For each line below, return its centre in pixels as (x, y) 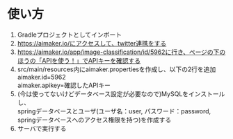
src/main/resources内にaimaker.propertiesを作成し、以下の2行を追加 (116, 69)
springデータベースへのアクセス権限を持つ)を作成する (94, 120)
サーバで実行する (42, 128)
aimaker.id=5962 (41, 77)
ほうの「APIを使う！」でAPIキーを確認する (79, 60)
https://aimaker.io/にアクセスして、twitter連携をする (92, 43)
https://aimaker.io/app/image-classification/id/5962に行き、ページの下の (121, 52)
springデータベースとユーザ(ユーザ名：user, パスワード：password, (114, 111)
